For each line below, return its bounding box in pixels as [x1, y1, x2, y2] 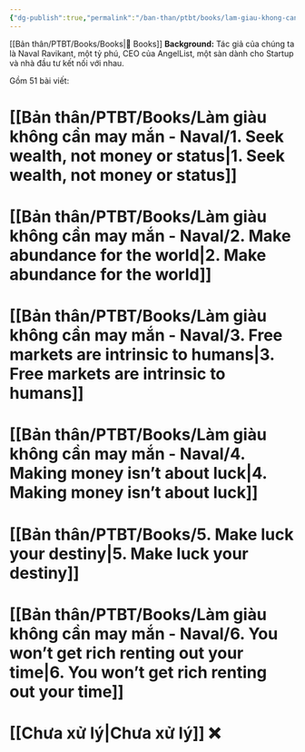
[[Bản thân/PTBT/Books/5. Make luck [9, 524, 294, 545]
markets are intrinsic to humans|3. [9, 344, 275, 365]
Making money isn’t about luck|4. [9, 463, 268, 484]
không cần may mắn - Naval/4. [9, 444, 245, 464]
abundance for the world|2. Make [9, 245, 267, 265]
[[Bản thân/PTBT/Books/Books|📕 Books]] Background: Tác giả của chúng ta [9, 38, 295, 49]
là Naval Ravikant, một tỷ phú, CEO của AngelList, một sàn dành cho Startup [9, 47, 294, 59]
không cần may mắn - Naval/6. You [9, 623, 279, 644]
